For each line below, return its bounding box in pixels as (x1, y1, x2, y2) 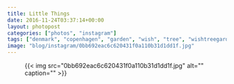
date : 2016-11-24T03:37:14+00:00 (7, 17, 104, 24)
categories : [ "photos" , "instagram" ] (7, 29, 117, 37)
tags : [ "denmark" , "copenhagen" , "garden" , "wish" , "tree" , (7, 36, 186, 43)
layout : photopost (7, 23, 61, 30)
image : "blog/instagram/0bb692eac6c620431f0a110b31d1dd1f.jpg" (7, 42, 195, 49)
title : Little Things (7, 10, 70, 17)
